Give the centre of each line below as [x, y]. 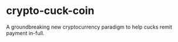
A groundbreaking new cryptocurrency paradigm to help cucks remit [89, 27]
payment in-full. [25, 33]
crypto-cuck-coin [50, 11]
